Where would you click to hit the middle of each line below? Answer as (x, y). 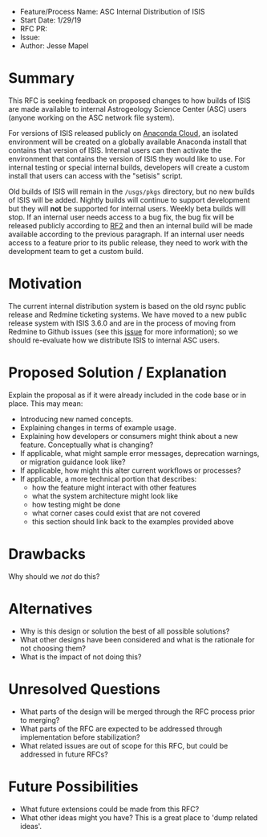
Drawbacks (47, 554)
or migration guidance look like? (73, 462)
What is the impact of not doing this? (81, 656)
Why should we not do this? (54, 576)
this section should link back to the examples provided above (133, 521)
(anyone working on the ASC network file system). (91, 117)
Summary (41, 78)
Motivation (45, 284)
